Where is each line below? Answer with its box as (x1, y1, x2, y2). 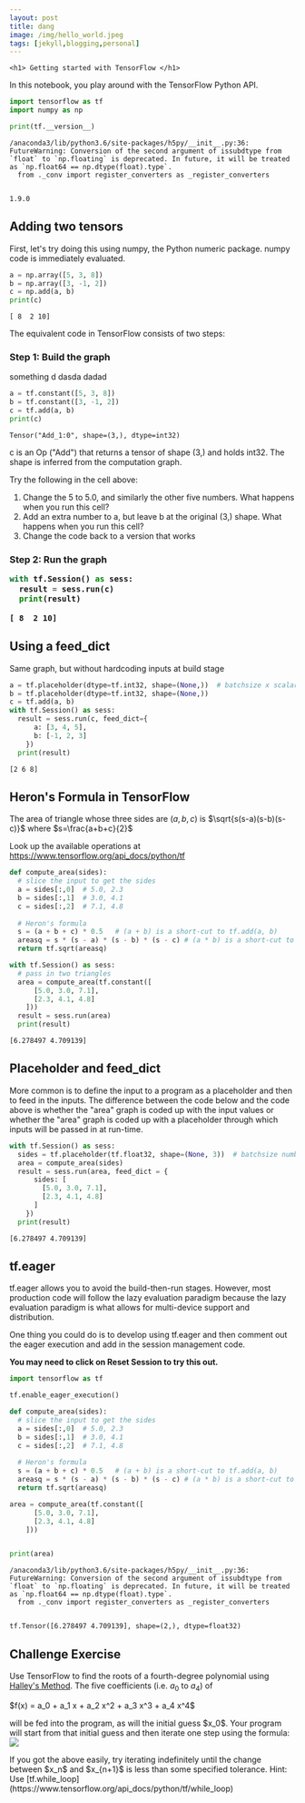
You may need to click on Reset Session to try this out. (9, 1357, 219, 1368)
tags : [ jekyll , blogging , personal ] (9, 38, 141, 48)
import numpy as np (9, 106, 84, 115)
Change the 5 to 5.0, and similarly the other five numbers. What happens (22, 491, 295, 502)
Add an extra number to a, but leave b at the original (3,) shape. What (22, 511, 282, 522)
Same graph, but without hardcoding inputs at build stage (9, 663, 225, 674)
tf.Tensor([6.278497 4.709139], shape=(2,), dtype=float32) (9, 1622, 242, 1631)
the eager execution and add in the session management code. (9, 1339, 246, 1350)
